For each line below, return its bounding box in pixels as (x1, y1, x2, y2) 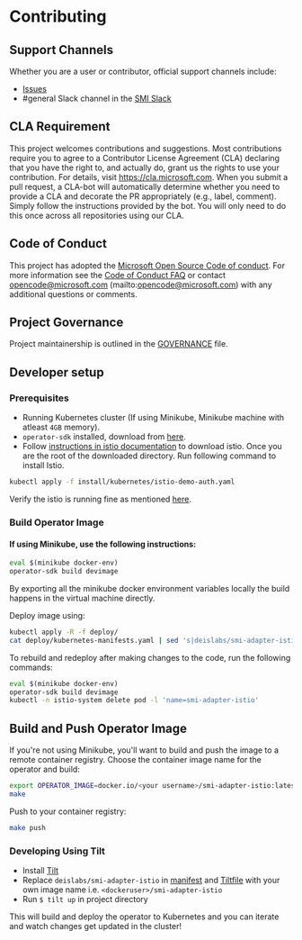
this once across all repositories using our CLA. (9, 210, 184, 221)
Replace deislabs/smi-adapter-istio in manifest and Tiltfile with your (22, 874, 280, 885)
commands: (9, 662, 54, 673)
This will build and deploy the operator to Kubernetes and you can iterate (9, 911, 280, 922)
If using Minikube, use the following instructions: (9, 538, 196, 549)
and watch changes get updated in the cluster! (9, 920, 182, 931)
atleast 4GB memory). (22, 421, 101, 433)
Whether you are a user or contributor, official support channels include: (9, 66, 277, 77)
